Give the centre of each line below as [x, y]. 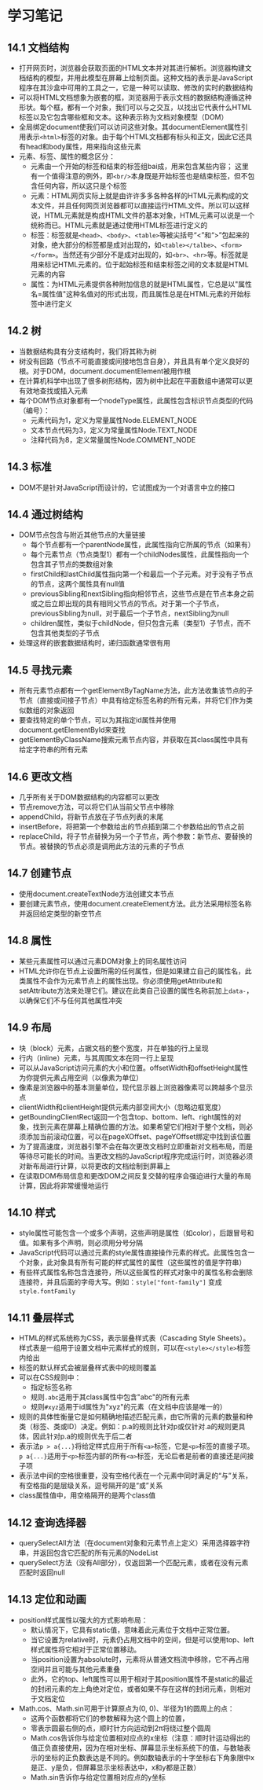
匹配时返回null [42, 1572]
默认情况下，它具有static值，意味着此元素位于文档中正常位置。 [132, 1630]
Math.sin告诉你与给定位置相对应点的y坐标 [98, 1777]
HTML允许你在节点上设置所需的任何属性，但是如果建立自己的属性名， [131, 971]
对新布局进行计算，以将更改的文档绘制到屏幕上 [94, 1166]
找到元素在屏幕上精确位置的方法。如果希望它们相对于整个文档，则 [139, 1127]
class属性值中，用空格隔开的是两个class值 [87, 1495]
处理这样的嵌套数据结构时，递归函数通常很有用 [94, 643]
